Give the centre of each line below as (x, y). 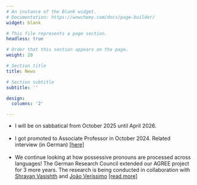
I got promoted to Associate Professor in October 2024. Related (93, 138)
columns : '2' (28, 104)
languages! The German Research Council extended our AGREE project (102, 164)
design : (16, 98)
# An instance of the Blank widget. (51, 12)
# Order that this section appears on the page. (67, 50)
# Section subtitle (30, 82)
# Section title (26, 66)
